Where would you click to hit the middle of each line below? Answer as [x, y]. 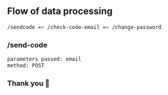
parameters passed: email [44, 59]
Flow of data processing [60, 11]
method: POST [26, 65]
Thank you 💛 [29, 83]
